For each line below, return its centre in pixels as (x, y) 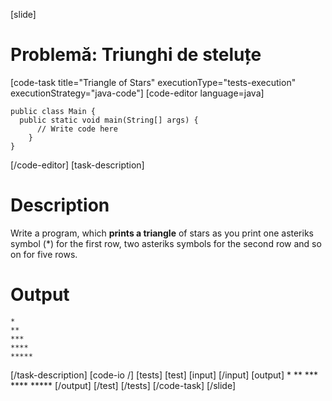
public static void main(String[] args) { (109, 120)
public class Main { (53, 111)
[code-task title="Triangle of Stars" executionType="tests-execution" (153, 82)
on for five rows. (44, 254)
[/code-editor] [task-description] (77, 165)
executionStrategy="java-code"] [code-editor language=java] (137, 93)
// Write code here (77, 129)
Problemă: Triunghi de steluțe (136, 55)
